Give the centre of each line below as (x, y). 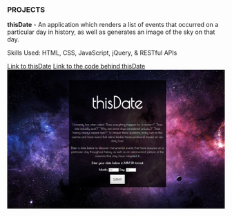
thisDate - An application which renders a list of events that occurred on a (113, 25)
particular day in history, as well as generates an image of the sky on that (111, 32)
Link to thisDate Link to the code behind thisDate (76, 66)
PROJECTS (26, 10)
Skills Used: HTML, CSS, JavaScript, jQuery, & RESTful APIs (92, 53)
